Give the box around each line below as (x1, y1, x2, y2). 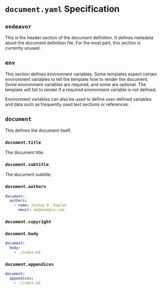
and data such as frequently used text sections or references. (5, 101, 130, 107)
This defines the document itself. (5, 127, 71, 133)
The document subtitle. (5, 171, 52, 177)
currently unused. (5, 45, 41, 51)
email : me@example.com (18, 207, 65, 213)
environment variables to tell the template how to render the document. (5, 76, 148, 82)
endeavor (5, 23, 32, 30)
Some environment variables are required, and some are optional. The (5, 81, 146, 87)
